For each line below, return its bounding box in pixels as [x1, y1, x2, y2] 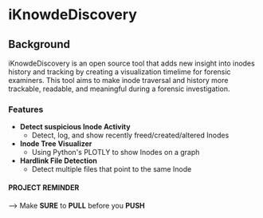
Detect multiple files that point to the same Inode [31, 164, 192, 174]
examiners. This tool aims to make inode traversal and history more [8, 76, 229, 85]
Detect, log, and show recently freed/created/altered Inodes [31, 130, 230, 141]
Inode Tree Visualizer [19, 139, 92, 149]
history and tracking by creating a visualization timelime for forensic [8, 67, 231, 77]
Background [8, 38, 70, 51]
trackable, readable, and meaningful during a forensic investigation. [8, 84, 230, 93]
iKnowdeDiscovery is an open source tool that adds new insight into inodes [8, 58, 255, 68]
